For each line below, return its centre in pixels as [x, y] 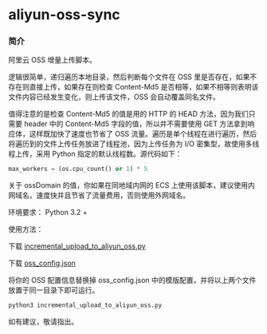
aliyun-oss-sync [65, 15]
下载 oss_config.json [42, 263]
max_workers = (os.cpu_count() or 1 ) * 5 [78, 169]
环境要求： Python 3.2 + [48, 213]
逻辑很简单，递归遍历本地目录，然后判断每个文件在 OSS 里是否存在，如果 [129, 77]
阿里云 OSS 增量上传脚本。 [53, 60]
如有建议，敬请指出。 [43, 322]
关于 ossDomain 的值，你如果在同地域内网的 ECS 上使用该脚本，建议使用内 [132, 185]
